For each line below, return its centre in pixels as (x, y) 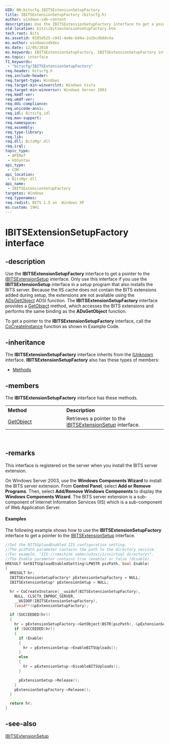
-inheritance (25, 342)
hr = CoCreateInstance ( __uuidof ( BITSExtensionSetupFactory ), (75, 591)
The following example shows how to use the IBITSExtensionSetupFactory (83, 530)
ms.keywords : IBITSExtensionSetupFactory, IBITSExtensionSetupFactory (81, 52)
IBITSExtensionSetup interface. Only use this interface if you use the (76, 279)
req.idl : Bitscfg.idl (28, 113)
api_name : (16, 184)
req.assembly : (20, 127)
